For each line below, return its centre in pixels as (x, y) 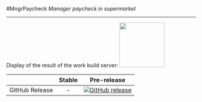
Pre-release (108, 80)
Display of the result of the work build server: (62, 65)
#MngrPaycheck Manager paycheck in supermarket (71, 9)
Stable (69, 80)
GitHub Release (31, 90)
